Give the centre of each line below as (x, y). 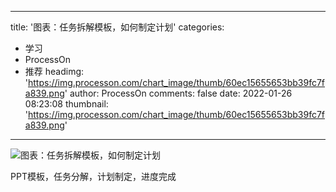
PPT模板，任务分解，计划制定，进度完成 (93, 176)
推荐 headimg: (54, 71)
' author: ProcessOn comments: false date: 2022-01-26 (178, 93)
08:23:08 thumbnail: (66, 104)
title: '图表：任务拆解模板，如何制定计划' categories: (117, 27)
